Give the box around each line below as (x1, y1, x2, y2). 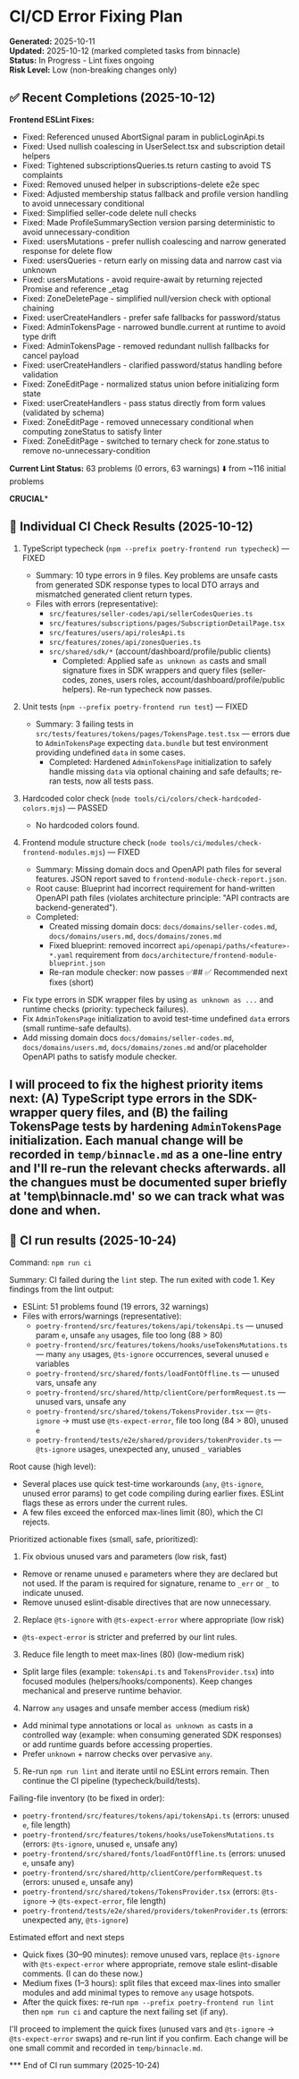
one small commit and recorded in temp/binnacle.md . (9, 2042, 203, 2053)
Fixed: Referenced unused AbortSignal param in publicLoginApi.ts (21, 132, 265, 142)
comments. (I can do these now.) (21, 1968, 144, 1979)
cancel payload (21, 350, 79, 361)
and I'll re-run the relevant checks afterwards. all (9, 1160, 287, 1175)
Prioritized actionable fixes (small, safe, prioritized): (9, 1533, 199, 1544)
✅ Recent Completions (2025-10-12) (9, 90, 216, 106)
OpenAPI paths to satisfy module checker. (21, 1051, 178, 1062)
